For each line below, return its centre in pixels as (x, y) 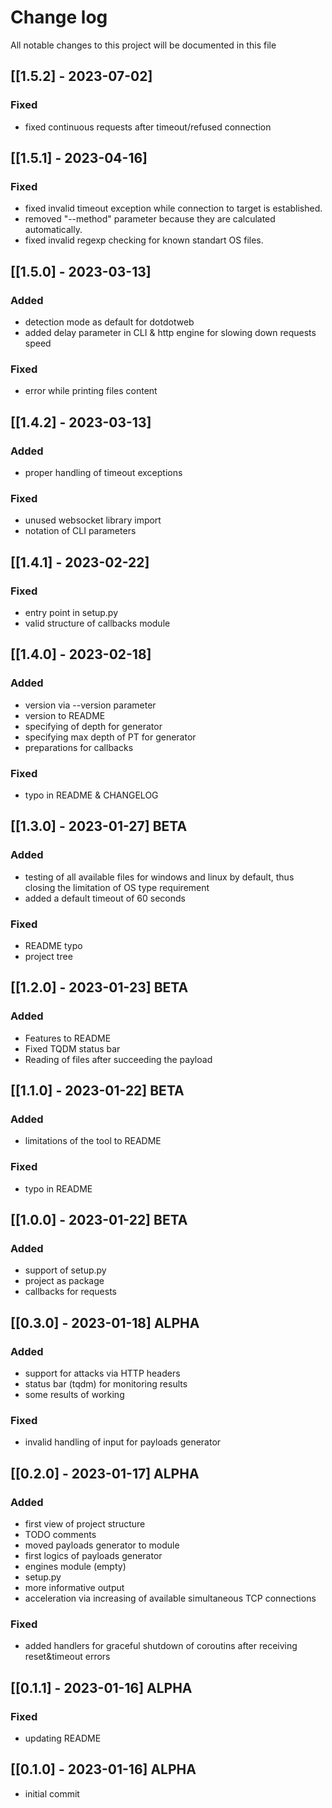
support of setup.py (65, 1270)
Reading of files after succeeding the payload (118, 1059)
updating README (63, 1738)
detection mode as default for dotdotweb (109, 322)
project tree (48, 956)
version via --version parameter (90, 705)
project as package (64, 1281)
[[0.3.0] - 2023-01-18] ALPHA (105, 1322)
